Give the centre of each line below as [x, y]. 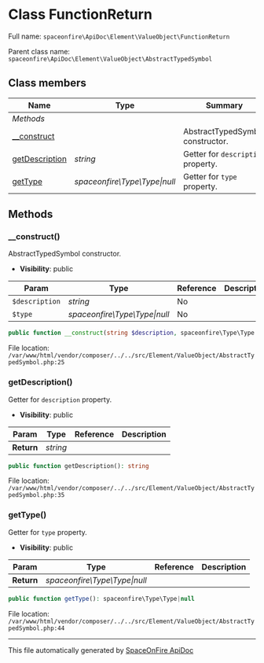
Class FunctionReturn [81, 15]
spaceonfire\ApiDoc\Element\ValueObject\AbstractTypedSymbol [110, 59]
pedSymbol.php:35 [37, 495]
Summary [224, 105]
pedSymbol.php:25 [37, 363]
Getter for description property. [60, 400]
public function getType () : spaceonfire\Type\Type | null [101, 599]
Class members [47, 83]
